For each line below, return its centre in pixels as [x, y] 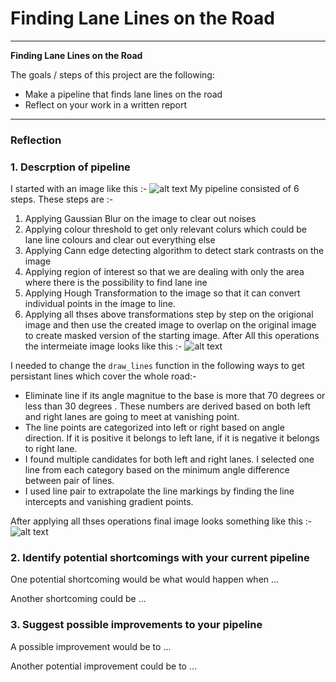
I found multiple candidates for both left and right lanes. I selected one [169, 459]
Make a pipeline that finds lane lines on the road [123, 94]
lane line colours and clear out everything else [120, 240]
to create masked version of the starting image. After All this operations [172, 336]
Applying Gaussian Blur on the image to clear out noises [140, 219]
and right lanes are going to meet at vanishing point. [132, 417]
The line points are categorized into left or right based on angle [154, 428]
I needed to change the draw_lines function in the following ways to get [157, 366]
